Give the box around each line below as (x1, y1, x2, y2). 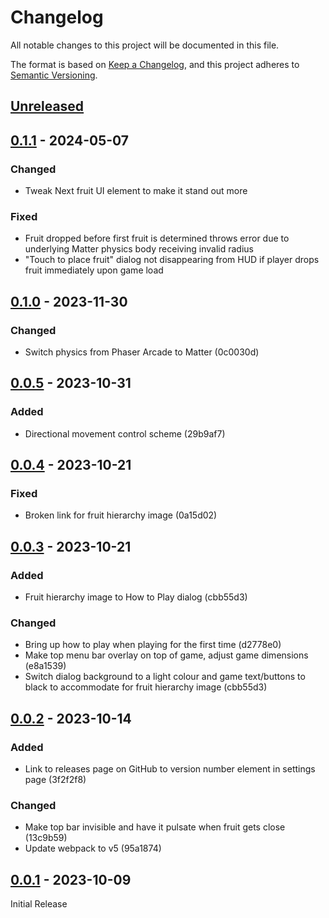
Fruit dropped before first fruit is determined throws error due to (24, 232, 290, 245)
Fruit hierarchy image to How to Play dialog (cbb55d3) (24, 591, 248, 603)
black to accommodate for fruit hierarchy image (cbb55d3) (24, 681, 268, 693)
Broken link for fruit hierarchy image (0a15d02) (24, 509, 218, 521)
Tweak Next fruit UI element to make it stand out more (24, 185, 248, 197)
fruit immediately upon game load (24, 264, 164, 276)
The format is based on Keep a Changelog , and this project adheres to (10, 58, 300, 70)
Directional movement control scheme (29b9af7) (24, 427, 226, 440)
